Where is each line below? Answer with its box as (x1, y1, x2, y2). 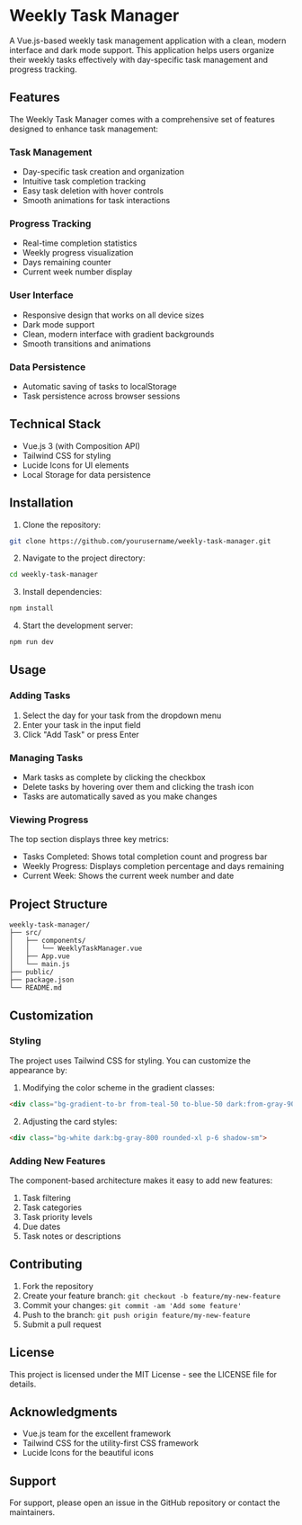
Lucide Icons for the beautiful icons (22, 1448, 155, 1458)
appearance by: (9, 1064, 67, 1075)
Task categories (22, 1202, 83, 1213)
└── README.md (9, 983, 63, 992)
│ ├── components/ (9, 937, 87, 946)
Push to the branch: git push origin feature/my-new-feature (22, 1309, 251, 1320)
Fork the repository (22, 1280, 94, 1291)
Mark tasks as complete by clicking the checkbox (22, 772, 206, 783)
